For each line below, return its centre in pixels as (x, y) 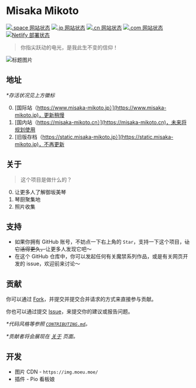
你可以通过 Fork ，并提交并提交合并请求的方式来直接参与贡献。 (81, 299)
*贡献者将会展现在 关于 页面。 (42, 337)
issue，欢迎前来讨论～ (53, 264)
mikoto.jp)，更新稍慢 (39, 115)
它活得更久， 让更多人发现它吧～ (53, 249)
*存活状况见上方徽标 (31, 95)
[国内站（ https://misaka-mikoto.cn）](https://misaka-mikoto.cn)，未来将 (101, 122)
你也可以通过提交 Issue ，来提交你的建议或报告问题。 (70, 311)
